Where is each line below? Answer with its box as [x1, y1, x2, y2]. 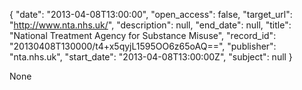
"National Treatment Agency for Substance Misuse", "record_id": [9, 30, 277, 41]
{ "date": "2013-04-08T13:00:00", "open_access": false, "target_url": [9, 9, 293, 20]
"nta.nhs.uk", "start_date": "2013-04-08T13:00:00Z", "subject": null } [9, 51, 293, 63]
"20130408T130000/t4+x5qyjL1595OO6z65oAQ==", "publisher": [9, 40, 277, 52]
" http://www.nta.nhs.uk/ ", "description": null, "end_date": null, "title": [9, 19, 292, 31]
